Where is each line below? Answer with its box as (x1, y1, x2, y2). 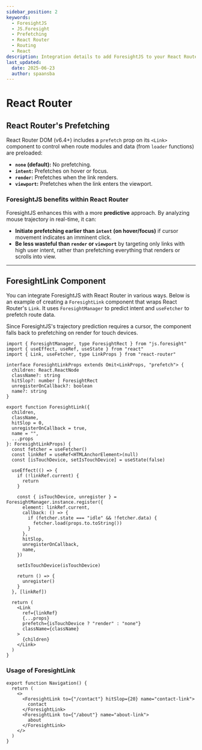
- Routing (11, 43, 36, 49)
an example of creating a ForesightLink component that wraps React (6, 298, 177, 305)
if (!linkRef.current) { (17, 473, 79, 479)
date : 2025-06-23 (11, 65, 55, 71)
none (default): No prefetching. (14, 161, 91, 168)
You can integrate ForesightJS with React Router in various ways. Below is (6, 292, 191, 299)
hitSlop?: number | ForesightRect (11, 378, 98, 384)
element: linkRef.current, (22, 504, 90, 510)
